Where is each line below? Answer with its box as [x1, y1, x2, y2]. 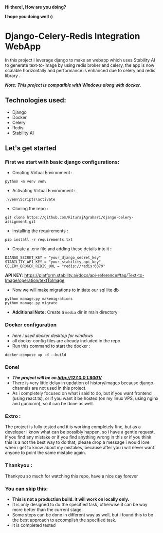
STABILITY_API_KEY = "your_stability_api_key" [5, 259, 101, 265]
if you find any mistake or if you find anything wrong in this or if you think [5, 434, 152, 440]
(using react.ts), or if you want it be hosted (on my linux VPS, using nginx [12, 395, 159, 401]
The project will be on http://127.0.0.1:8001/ [12, 375, 102, 381]
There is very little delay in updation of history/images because [12, 380, 139, 386]
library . [5, 73, 20, 79]
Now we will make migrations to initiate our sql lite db [12, 287, 119, 293]
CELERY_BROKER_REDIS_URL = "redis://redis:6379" [5, 264, 106, 269]
